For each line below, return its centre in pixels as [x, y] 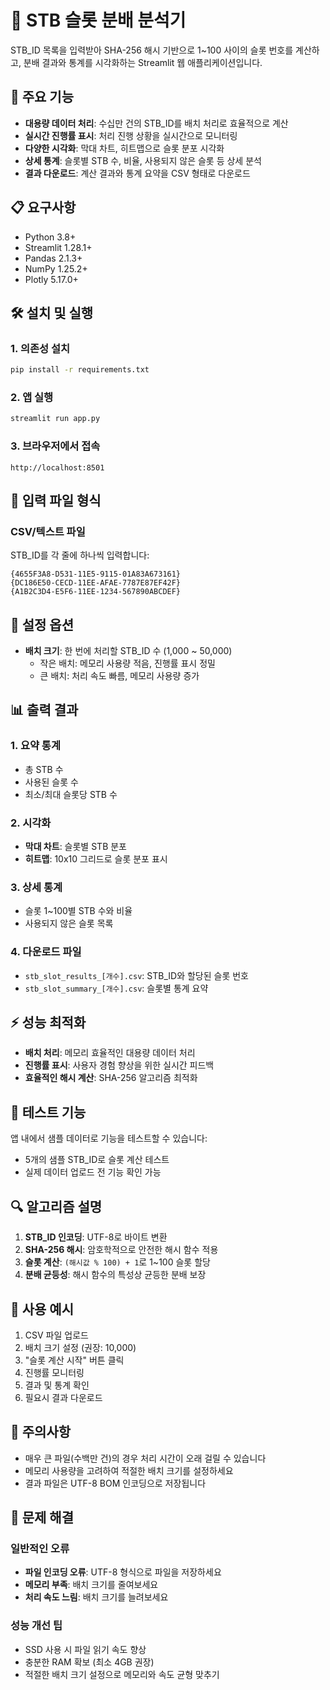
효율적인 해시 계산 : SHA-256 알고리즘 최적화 [111, 1078]
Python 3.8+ [50, 237]
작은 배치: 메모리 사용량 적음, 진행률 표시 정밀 [127, 663]
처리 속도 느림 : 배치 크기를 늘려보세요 [96, 1597]
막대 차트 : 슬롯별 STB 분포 [75, 847]
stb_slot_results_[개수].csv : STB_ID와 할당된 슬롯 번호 [136, 975]
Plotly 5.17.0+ [51, 279]
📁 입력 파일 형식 [56, 500]
